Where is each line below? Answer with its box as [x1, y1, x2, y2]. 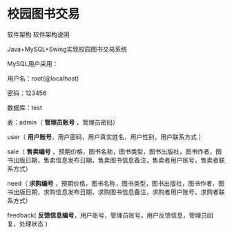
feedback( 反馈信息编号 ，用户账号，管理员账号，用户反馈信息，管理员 [7, 211, 207, 219]
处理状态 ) [19, 220, 48, 228]
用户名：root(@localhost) [7, 74, 79, 83]
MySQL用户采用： [7, 59, 59, 67]
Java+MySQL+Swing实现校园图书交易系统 [7, 45, 128, 53]
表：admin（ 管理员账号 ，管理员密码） [7, 118, 119, 126]
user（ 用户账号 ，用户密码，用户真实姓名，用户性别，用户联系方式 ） [7, 132, 205, 141]
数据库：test [7, 103, 43, 111]
